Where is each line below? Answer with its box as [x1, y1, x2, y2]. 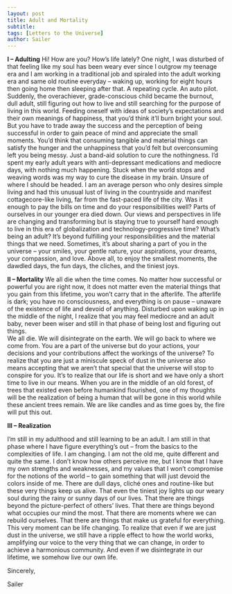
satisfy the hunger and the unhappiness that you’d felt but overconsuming [7, 144, 218, 152]
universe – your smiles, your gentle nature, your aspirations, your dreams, [7, 247, 217, 256]
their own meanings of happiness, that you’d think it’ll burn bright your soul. [7, 114, 223, 122]
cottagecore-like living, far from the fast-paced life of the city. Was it [7, 195, 203, 204]
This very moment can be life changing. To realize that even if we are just [7, 524, 217, 532]
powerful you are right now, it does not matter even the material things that [7, 283, 220, 291]
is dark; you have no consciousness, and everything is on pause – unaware [7, 297, 222, 306]
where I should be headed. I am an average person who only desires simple [7, 181, 223, 189]
